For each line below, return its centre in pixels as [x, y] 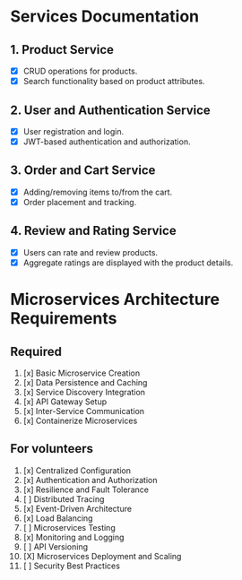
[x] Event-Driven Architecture [78, 508]
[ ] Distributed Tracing [64, 498]
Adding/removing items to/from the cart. [98, 192]
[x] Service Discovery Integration [84, 392]
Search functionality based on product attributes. [114, 82]
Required [36, 351]
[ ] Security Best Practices [71, 566]
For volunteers [52, 449]
